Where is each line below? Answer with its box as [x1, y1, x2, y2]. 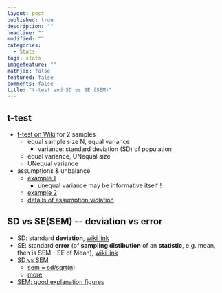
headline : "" [7, 29, 45, 36]
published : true [7, 16, 54, 23]
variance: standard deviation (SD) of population [37, 145, 172, 153]
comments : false [7, 80, 54, 87]
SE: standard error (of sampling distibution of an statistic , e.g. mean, [16, 241, 216, 249]
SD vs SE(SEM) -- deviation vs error [7, 215, 163, 227]
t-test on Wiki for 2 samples [16, 130, 96, 138]
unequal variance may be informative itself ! [37, 181, 162, 189]
